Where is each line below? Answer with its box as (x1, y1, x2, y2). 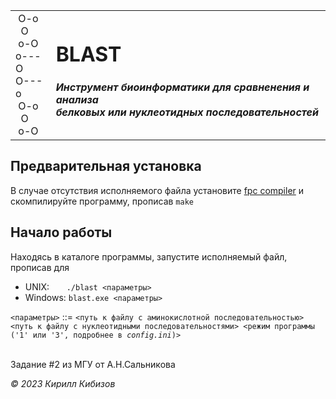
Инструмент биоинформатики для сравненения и (55, 80, 310, 94)
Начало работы (10, 224, 113, 241)
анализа (55, 92, 99, 106)
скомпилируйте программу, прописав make (10, 195, 194, 207)
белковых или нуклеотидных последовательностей (55, 105, 319, 119)
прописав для (10, 261, 70, 273)
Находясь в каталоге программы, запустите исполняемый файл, (10, 250, 288, 263)
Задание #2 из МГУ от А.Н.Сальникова (10, 358, 176, 370)
